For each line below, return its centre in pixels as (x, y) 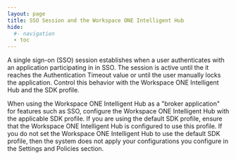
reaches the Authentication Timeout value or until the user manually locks (114, 75)
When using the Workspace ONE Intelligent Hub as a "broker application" (114, 104)
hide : (15, 27)
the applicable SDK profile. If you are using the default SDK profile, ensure (115, 119)
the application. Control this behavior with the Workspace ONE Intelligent (113, 82)
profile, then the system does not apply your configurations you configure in (118, 141)
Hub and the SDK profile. (43, 90)
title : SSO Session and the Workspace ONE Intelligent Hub (96, 20)
